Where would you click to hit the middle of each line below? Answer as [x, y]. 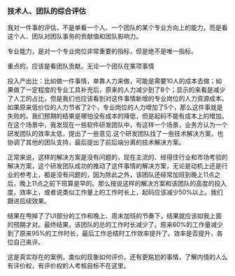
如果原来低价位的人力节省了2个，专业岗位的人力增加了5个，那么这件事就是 [115, 107]
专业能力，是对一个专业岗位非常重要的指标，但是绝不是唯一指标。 [102, 51]
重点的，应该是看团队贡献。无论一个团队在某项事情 [81, 66]
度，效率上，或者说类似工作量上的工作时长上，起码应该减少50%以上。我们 [115, 192]
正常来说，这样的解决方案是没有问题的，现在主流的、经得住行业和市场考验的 [117, 157]
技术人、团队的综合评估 [47, 11]
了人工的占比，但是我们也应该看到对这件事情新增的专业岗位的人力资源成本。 [117, 99]
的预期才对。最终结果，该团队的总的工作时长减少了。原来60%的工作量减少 [115, 225]
